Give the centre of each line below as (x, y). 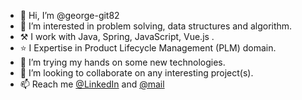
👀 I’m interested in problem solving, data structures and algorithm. (156, 26)
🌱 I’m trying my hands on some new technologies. (122, 62)
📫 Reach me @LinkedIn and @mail (92, 84)
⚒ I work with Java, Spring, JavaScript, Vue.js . (117, 36)
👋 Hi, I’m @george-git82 (69, 15)
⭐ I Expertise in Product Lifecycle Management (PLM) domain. (148, 48)
